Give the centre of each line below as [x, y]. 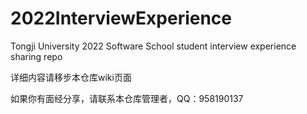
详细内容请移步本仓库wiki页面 [71, 77]
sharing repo [36, 56]
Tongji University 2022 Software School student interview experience [153, 46]
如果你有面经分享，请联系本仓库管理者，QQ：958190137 [127, 98]
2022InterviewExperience [121, 18]
